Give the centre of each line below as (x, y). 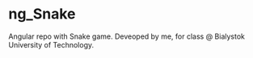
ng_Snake (42, 14)
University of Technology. (51, 44)
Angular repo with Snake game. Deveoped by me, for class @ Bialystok (126, 36)
